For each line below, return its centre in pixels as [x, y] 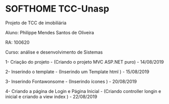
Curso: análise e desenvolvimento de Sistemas [54, 52]
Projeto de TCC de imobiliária [36, 23]
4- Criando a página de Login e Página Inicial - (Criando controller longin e [83, 91]
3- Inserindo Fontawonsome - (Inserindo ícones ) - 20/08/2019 [71, 81]
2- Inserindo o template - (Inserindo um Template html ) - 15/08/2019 [77, 72]
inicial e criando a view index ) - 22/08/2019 [51, 96]
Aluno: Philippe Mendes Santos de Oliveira [50, 32]
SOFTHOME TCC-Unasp [57, 9]
